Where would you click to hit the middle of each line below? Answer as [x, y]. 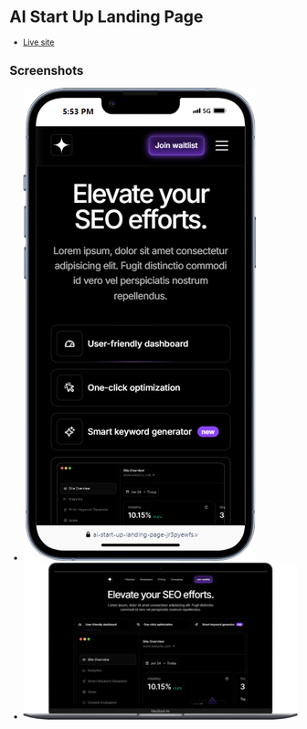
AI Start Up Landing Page [106, 17]
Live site [38, 42]
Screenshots [47, 71]
